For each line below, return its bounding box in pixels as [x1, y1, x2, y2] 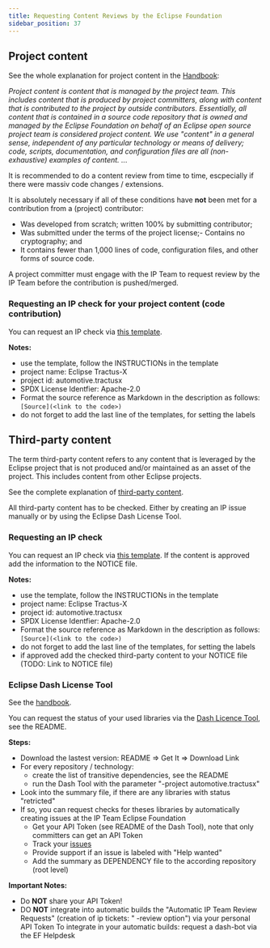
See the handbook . [8, 697, 72, 708]
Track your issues [32, 839, 92, 849]
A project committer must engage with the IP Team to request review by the [8, 269, 260, 279]
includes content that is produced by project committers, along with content [8, 95, 262, 105]
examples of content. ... [49, 155, 128, 165]
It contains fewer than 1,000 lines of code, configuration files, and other [19, 245, 259, 255]
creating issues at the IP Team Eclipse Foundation [19, 814, 186, 823]
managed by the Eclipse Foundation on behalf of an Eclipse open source [8, 121, 252, 130]
